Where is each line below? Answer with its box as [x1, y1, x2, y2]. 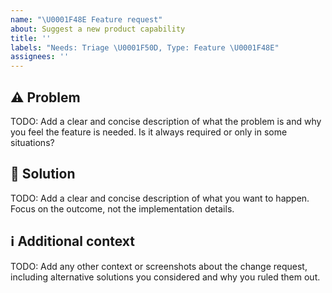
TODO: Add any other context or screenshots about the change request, [10, 260, 308, 272]
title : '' [10, 33, 52, 43]
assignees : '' [10, 52, 70, 62]
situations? [10, 136, 55, 148]
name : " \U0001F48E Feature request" [10, 14, 163, 25]
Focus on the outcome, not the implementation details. [10, 202, 235, 215]
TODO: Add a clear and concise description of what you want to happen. [10, 192, 310, 204]
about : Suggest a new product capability [10, 24, 186, 34]
